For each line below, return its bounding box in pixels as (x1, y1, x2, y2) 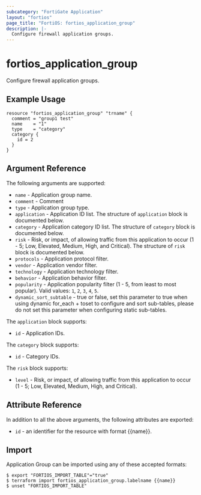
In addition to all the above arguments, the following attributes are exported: (6, 416, 194, 423)
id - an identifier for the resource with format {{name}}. (14, 428, 152, 435)
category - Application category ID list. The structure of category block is (14, 223, 196, 230)
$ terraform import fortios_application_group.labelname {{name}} (6, 478, 176, 484)
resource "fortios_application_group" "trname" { (6, 110, 133, 116)
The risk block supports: (6, 364, 68, 372)
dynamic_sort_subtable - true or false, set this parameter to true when (14, 293, 188, 301)
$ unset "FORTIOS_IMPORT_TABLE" (6, 483, 87, 489)
